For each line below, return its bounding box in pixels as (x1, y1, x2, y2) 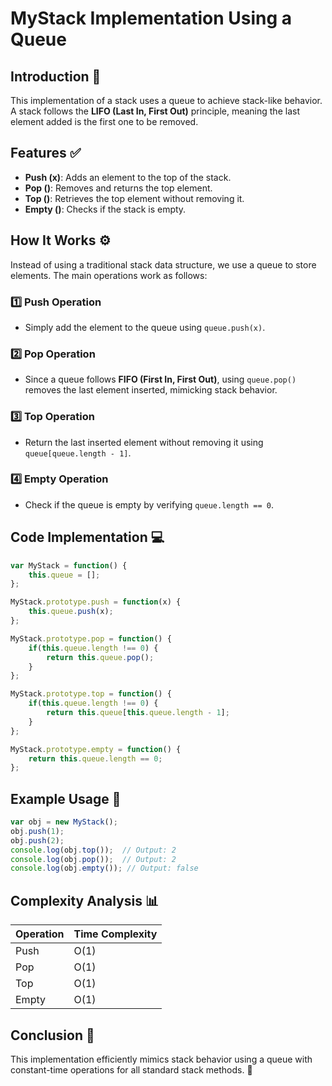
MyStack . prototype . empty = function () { (10, 744, 182, 754)
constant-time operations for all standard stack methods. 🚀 (10, 1063, 253, 1076)
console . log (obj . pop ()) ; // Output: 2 (10, 854, 177, 864)
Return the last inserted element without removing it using (24, 436, 264, 448)
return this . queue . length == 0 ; (28, 753, 163, 764)
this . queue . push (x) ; (28, 607, 114, 617)
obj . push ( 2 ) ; (10, 835, 65, 846)
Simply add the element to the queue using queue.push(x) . (24, 321, 266, 333)
